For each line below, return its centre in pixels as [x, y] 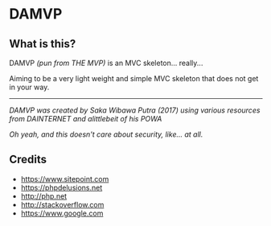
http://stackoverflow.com [62, 204]
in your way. [29, 87]
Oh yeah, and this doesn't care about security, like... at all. [106, 134]
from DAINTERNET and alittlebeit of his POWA [86, 119]
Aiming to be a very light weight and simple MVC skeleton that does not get [134, 78]
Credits [28, 160]
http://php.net [44, 196]
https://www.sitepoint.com [65, 179]
